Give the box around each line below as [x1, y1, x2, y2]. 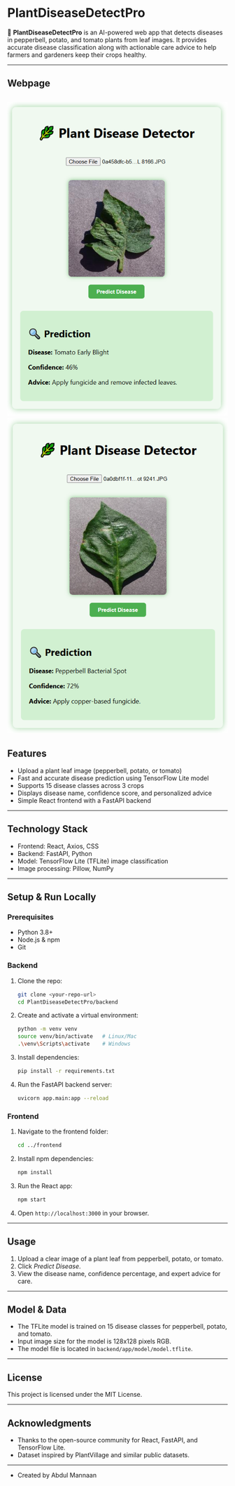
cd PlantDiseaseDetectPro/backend [17, 999, 118, 1006]
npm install [17, 1169, 52, 1176]
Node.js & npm [17, 935, 61, 944]
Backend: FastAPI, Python [17, 849, 92, 857]
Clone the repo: [17, 976, 63, 985]
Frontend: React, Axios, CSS [17, 841, 99, 850]
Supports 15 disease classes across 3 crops [17, 781, 145, 789]
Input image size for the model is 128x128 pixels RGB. [17, 1337, 171, 1346]
